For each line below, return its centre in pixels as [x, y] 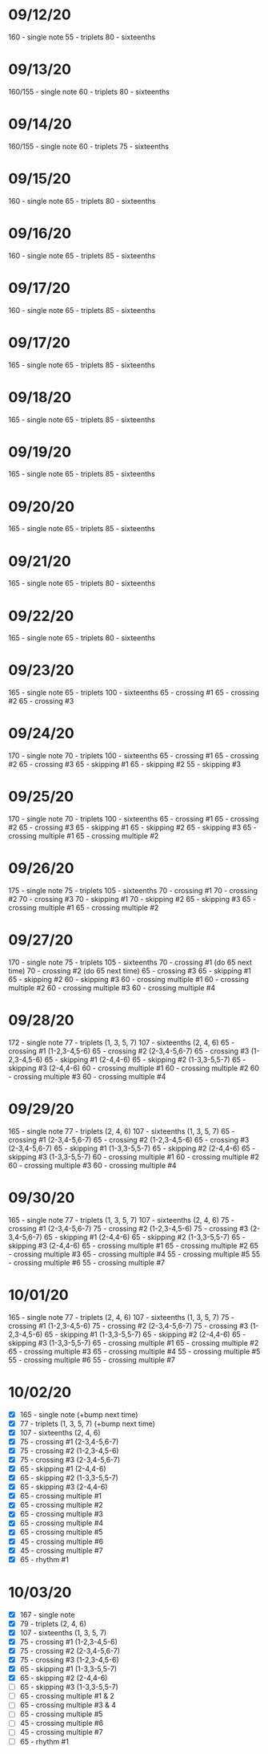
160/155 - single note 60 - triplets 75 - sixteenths [89, 146]
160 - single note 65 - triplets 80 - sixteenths [82, 201]
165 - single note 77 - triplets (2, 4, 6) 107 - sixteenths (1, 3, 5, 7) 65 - [122, 1131]
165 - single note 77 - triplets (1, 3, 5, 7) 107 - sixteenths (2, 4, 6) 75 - [121, 1220]
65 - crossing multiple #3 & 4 [68, 1705]
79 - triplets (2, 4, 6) [53, 1623]
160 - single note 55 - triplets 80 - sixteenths [82, 37]
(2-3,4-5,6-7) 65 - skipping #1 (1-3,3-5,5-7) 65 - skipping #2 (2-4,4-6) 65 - [132, 1148]
